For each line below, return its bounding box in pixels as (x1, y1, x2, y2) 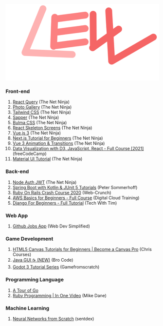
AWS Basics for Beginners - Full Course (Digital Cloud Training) (12, 194, 140, 201)
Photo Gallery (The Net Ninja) (12, 104, 72, 110)
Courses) (12, 251, 32, 257)
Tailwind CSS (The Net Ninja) (12, 109, 71, 115)
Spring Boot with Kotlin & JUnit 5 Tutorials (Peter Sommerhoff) (12, 184, 138, 190)
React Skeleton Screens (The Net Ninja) (12, 125, 92, 131)
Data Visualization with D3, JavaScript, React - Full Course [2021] (12, 146, 144, 152)
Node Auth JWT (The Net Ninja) (12, 179, 77, 185)
